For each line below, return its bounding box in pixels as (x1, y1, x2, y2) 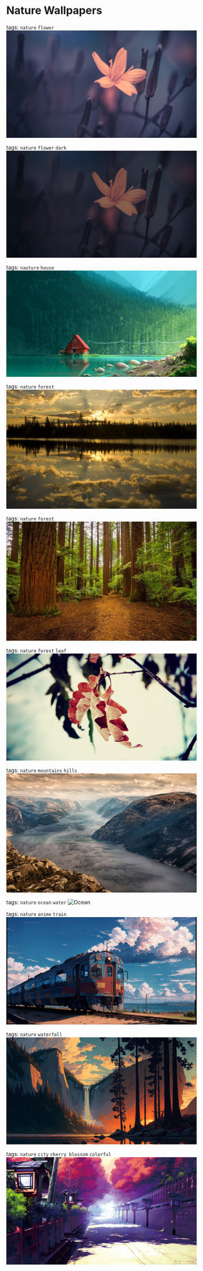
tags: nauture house (6, 264, 54, 271)
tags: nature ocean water (6, 899, 66, 906)
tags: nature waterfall (6, 1030, 62, 1037)
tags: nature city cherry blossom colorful (6, 1151, 112, 1158)
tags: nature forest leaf (6, 647, 66, 654)
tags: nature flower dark (6, 143, 66, 151)
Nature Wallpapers (6, 4, 103, 18)
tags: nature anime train (6, 910, 66, 918)
